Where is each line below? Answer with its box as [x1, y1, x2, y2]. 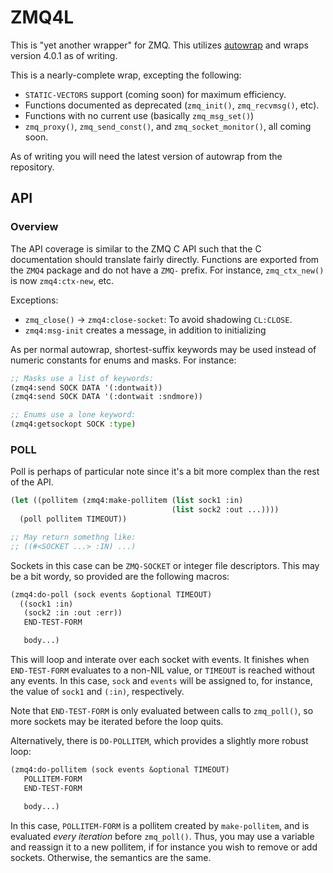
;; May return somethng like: [10, 532, 137, 542]
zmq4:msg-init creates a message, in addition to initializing [24, 324, 267, 336]
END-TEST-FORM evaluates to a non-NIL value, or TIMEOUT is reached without [10, 664, 316, 676]
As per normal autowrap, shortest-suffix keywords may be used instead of [10, 343, 317, 355]
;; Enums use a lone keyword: [10, 410, 137, 420]
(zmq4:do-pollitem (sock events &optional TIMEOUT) [10, 765, 230, 775]
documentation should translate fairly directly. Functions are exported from [10, 253, 320, 265]
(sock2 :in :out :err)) [23, 608, 123, 618]
